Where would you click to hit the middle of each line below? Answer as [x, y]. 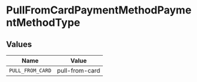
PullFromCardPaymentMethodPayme [99, 10]
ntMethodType [43, 23]
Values [19, 44]
